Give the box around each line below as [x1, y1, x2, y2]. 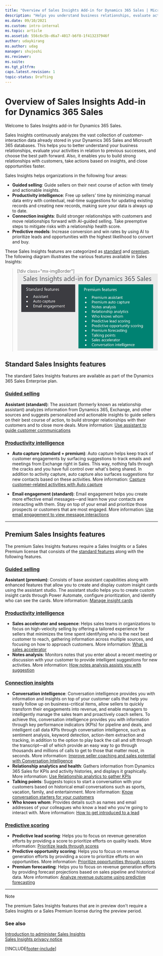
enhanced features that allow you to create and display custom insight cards [5, 582, 158, 588]
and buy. [12, 239, 30, 244]
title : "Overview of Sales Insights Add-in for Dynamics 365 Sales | [5, 8, 149, 13]
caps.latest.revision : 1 [5, 70, 55, 75]
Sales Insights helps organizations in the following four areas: [5, 172, 128, 178]
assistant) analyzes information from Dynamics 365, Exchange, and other [5, 407, 152, 412]
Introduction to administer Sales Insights [5, 931, 86, 937]
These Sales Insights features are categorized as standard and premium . [5, 248, 150, 254]
